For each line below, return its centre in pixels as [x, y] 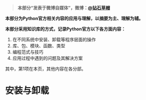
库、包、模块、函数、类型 [39, 46]
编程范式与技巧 [28, 52]
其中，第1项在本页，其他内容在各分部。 [45, 69]
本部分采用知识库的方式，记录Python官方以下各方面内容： [65, 29]
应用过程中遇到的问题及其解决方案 [47, 58]
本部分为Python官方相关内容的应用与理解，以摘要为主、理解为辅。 [74, 18]
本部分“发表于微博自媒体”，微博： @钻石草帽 [64, 8]
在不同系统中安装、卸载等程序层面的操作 [54, 40]
